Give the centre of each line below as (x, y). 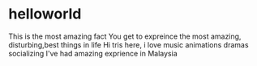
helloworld (45, 14)
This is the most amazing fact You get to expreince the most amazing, (125, 36)
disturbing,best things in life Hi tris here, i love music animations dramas (128, 44)
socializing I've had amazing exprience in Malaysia (93, 53)
